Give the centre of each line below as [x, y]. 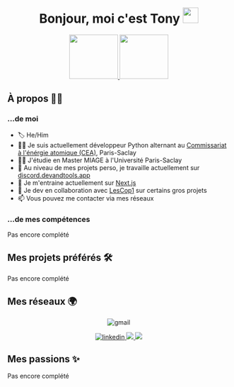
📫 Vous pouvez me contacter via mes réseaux [86, 198]
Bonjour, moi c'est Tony [109, 19]
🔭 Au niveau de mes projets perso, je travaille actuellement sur [109, 167]
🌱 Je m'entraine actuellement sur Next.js [77, 183]
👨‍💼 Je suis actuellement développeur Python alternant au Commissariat [122, 145]
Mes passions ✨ [43, 359]
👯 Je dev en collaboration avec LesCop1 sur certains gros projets [112, 190]
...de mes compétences [49, 219]
